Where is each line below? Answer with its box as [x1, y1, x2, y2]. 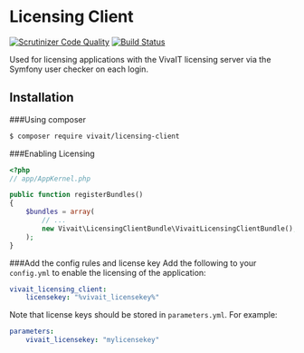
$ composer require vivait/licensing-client [9, 132, 180, 141]
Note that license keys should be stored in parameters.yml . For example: [9, 309, 278, 320]
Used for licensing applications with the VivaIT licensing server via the [9, 54, 271, 64]
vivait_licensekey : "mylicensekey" [25, 336, 160, 345]
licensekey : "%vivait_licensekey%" [25, 293, 160, 302]
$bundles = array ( [25, 207, 95, 217]
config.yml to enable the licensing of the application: [9, 267, 206, 278]
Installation [9, 90, 74, 105]
